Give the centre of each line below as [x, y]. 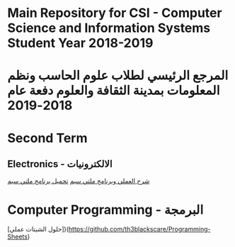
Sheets [18, 237]
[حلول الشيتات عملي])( [38, 229]
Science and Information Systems [109, 28]
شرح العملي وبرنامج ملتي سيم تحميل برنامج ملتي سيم [79, 181]
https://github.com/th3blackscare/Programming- [139, 229]
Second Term [47, 138]
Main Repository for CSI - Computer [115, 13]
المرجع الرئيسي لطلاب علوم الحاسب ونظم [118, 75]
